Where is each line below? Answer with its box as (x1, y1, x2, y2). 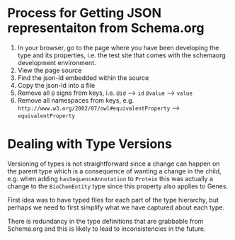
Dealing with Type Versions (7, 136, 172, 152)
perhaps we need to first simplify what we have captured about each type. (7, 203, 225, 212)
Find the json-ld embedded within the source (17, 73, 149, 82)
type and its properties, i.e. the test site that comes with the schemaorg (17, 51, 227, 59)
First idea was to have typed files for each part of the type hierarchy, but (7, 195, 219, 204)
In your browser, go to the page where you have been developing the (17, 43, 219, 52)
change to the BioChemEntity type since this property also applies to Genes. (7, 182, 229, 190)
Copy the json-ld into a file (17, 81, 96, 89)
